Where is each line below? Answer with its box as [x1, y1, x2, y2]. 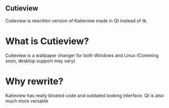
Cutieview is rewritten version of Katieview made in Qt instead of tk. [5, 17, 148, 23]
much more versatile [5, 98, 49, 104]
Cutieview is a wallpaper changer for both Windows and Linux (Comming [5, 52, 159, 58]
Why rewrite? [5, 75, 64, 87]
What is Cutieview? [5, 36, 89, 47]
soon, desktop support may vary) [5, 58, 76, 64]
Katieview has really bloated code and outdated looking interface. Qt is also [5, 92, 164, 98]
